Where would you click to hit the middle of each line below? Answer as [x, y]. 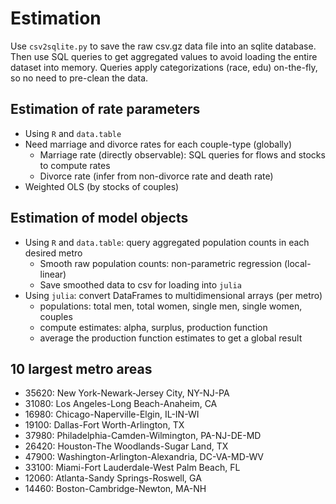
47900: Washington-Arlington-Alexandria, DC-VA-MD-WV [144, 457]
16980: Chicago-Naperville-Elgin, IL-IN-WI [112, 414]
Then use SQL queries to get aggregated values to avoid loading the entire [164, 56]
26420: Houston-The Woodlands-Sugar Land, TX [126, 446]
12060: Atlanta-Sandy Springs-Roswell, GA [113, 478]
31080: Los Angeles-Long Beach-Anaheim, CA [121, 404]
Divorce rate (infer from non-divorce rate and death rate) [156, 176]
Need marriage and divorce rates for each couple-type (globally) [158, 144]
